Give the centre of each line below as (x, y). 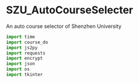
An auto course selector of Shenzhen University (64, 26)
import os (18, 69)
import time (20, 37)
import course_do (27, 42)
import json (20, 64)
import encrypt (25, 59)
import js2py (22, 48)
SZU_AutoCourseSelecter (69, 10)
